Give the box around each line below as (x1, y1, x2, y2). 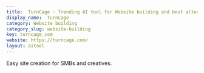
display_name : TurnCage (6, 15, 69, 21)
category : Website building (6, 20, 78, 26)
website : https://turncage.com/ (6, 37, 88, 43)
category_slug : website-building (6, 26, 91, 32)
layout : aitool (6, 43, 45, 49)
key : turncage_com (6, 32, 53, 38)
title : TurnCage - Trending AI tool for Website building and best (6, 9, 183, 15)
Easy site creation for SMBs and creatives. (6, 59, 112, 67)
